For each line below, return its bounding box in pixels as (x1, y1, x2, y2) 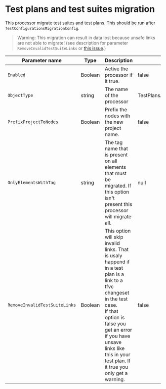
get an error (104, 326, 132, 333)
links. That (104, 246, 129, 253)
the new (104, 118, 124, 125)
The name (104, 86, 128, 93)
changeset (104, 289, 129, 296)
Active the (104, 65, 128, 72)
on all (104, 157, 118, 164)
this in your (104, 351, 131, 358)
